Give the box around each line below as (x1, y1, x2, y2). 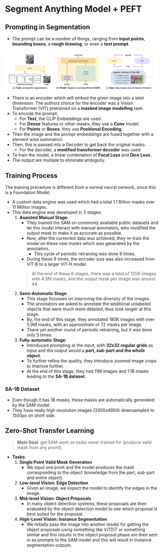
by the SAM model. (12, 402, 51, 408)
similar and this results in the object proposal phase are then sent (26, 532, 158, 538)
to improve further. (26, 363, 64, 369)
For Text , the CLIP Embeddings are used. (19, 116, 102, 122)
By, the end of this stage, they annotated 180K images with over (26, 316, 155, 323)
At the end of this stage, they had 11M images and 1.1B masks (26, 369, 149, 374)
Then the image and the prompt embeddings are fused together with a (12, 131, 154, 137)
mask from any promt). (17, 445, 63, 451)
